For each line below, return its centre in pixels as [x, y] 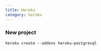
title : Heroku [20, 10]
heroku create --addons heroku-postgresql [51, 43]
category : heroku [24, 15]
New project [21, 33]
